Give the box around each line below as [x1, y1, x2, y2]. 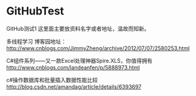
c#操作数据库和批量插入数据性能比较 [6, 76, 98, 83]
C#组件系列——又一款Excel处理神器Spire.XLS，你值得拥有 [6, 57, 153, 64]
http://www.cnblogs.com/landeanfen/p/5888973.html [6, 63, 140, 71]
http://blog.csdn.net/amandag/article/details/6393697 [6, 83, 141, 90]
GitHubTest [6, 4, 64, 18]
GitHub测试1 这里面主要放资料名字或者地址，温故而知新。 [6, 25, 150, 32]
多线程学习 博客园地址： [6, 37, 67, 45]
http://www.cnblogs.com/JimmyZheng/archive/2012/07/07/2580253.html [6, 44, 190, 52]
